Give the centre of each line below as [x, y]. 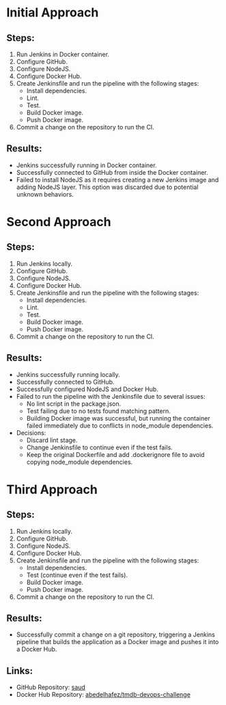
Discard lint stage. [52, 440]
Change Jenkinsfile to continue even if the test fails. [100, 447]
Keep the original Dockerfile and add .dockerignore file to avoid [116, 454]
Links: [20, 670]
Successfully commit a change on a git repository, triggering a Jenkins [116, 634]
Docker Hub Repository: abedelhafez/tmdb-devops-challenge [103, 695]
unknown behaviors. [45, 194]
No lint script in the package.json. [74, 404]
